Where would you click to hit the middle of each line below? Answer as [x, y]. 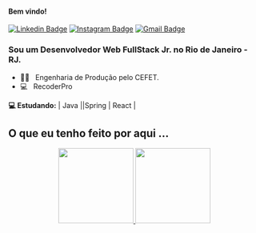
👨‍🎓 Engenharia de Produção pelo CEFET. [90, 77]
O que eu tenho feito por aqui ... [89, 133]
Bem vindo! [28, 11]
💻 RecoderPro [46, 86]
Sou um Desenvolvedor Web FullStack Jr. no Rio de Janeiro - [128, 50]
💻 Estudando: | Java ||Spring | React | [72, 105]
